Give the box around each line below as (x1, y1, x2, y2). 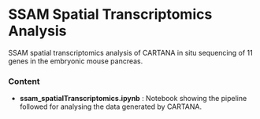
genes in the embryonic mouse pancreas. (8, 56, 143, 66)
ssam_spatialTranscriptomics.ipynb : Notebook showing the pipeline (19, 94, 247, 103)
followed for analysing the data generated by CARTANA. (19, 102, 202, 111)
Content (8, 76, 41, 87)
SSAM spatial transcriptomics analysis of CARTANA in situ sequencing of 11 (8, 48, 254, 57)
